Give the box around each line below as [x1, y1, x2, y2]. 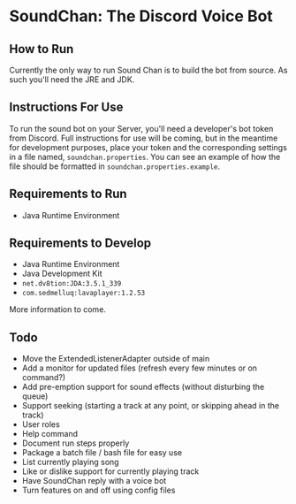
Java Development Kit [21, 268, 102, 279]
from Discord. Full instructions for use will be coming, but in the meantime [9, 133, 278, 143]
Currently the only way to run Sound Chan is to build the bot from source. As [9, 65, 288, 75]
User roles [21, 419, 60, 430]
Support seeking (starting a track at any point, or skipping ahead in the [21, 401, 280, 411]
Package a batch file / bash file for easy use [21, 447, 183, 458]
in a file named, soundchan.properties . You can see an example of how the [9, 151, 281, 162]
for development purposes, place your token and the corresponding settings [9, 141, 287, 152]
